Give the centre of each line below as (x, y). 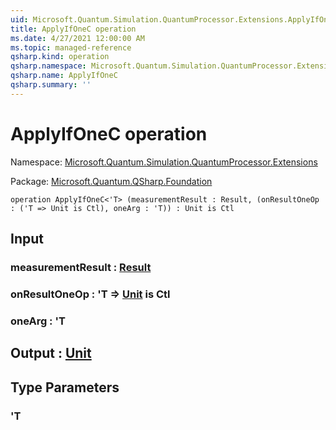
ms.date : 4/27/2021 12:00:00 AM (77, 38)
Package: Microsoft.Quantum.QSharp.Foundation (111, 181)
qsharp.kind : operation (60, 57)
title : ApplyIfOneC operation (73, 29)
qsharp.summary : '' (51, 85)
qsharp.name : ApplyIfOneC (64, 76)
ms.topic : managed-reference (71, 47)
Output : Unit (51, 353)
